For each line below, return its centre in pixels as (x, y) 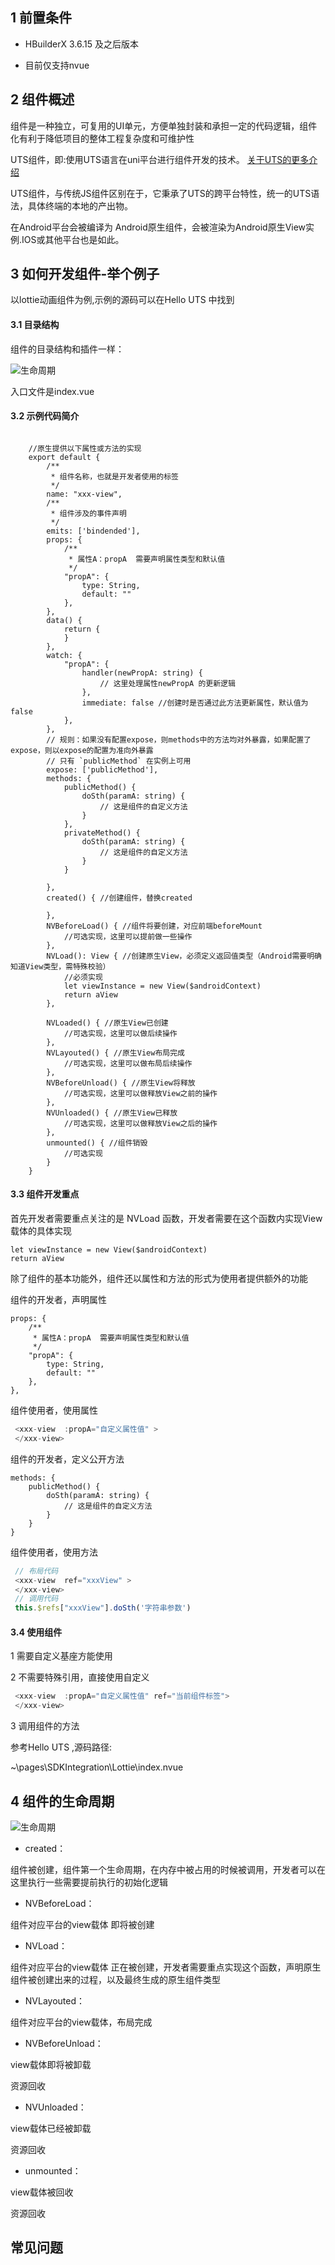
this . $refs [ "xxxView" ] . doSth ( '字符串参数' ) (103, 1608)
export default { (64, 457)
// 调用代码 (36, 1599)
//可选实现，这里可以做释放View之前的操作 (140, 1093)
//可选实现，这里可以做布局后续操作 (128, 1063)
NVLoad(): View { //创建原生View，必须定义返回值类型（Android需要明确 (184, 956)
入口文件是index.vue (52, 391)
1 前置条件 (41, 18)
